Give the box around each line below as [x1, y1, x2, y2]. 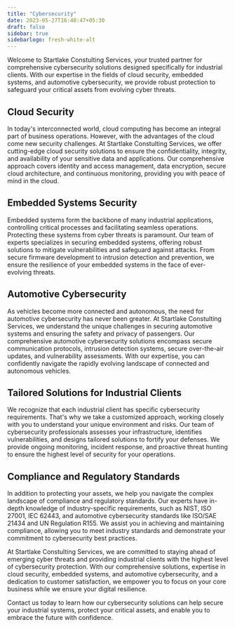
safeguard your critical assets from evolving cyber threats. [7, 86, 177, 94]
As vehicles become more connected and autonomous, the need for [7, 307, 204, 315]
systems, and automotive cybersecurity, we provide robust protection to [7, 78, 216, 86]
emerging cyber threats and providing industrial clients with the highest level [7, 555, 229, 564]
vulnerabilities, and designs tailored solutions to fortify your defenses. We [7, 435, 220, 444]
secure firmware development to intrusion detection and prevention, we [7, 253, 215, 261]
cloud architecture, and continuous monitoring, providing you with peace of [7, 169, 226, 178]
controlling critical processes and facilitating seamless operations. [7, 223, 199, 232]
